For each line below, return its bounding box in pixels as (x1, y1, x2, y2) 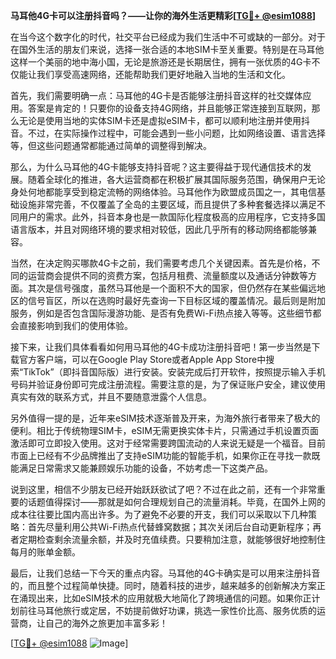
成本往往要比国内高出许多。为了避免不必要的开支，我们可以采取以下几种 (10, 509, 308, 520)
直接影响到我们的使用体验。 (18, 320, 133, 331)
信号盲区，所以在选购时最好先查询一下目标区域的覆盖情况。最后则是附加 (27, 295, 326, 306)
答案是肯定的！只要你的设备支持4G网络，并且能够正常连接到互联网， (27, 102, 312, 114)
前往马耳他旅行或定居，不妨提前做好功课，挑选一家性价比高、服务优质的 (18, 605, 317, 616)
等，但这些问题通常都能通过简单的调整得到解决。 (10, 140, 212, 151)
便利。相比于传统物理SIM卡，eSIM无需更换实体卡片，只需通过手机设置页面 (10, 425, 319, 436)
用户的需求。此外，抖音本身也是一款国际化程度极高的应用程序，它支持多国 (18, 211, 326, 223)
